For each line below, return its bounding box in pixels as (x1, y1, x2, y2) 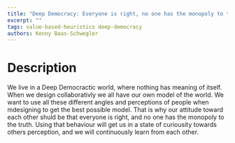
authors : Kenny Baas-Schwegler (7, 29, 99, 37)
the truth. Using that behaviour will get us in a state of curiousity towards (7, 121, 217, 129)
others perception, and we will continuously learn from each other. (7, 128, 199, 137)
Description (7, 60, 77, 76)
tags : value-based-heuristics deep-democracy (7, 23, 142, 30)
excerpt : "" (7, 17, 42, 24)
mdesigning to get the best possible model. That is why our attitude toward (7, 106, 224, 114)
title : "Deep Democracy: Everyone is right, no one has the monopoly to (7, 10, 224, 18)
